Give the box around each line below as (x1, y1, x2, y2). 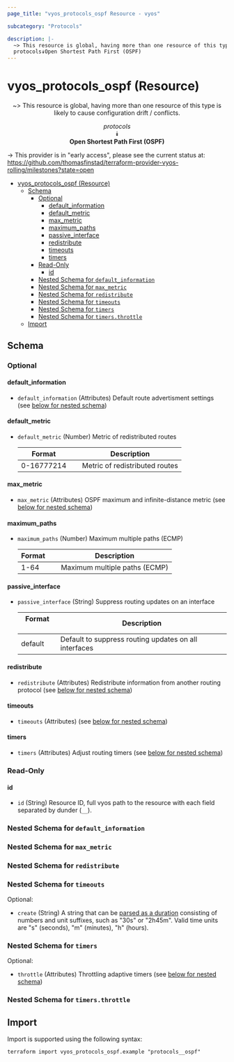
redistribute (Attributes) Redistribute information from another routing (17, 678, 221, 687)
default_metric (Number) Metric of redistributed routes (17, 432, 177, 441)
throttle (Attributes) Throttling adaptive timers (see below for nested (17, 970, 217, 978)
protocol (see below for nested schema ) (17, 685, 133, 694)
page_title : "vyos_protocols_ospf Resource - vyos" (7, 10, 160, 17)
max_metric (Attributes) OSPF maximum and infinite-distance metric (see (17, 495, 226, 503)
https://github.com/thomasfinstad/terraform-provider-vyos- (7, 158, 179, 167)
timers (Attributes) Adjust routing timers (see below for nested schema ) (17, 749, 224, 756)
